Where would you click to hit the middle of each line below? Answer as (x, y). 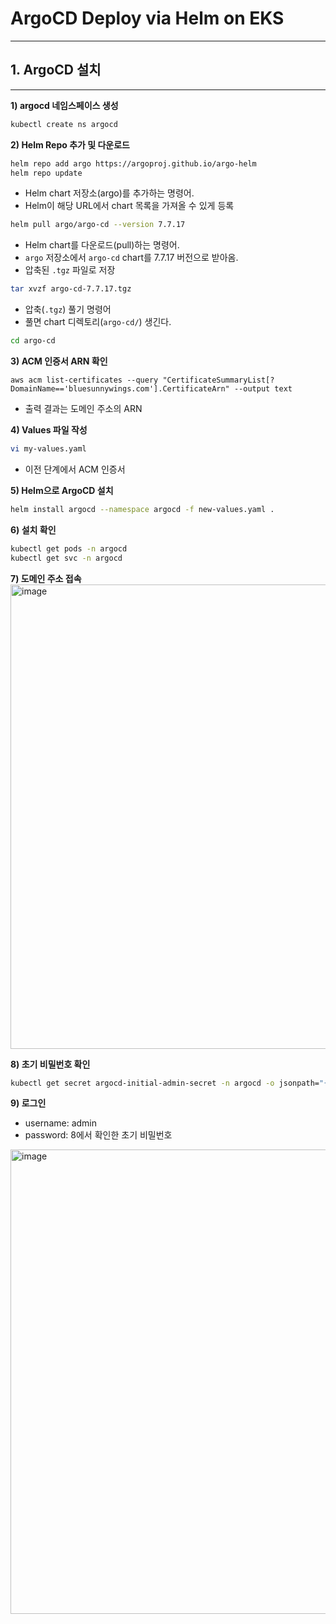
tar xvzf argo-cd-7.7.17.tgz (71, 289)
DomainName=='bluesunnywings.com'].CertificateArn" (120, 389)
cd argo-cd (33, 341)
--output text (263, 389)
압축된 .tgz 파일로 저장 (70, 270)
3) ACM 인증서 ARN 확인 (59, 361)
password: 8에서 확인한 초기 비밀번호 (98, 1135)
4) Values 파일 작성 (49, 430)
